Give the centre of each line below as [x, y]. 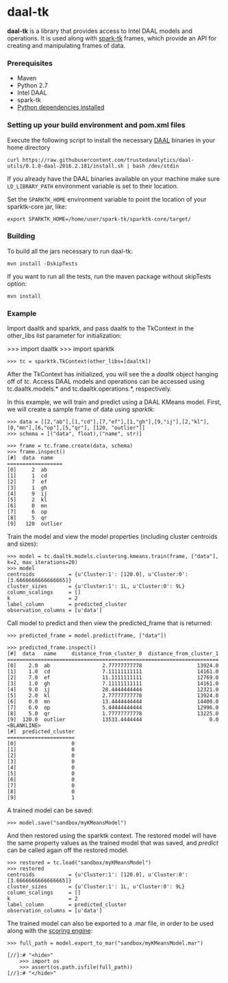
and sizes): [23, 544]
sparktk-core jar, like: [37, 206]
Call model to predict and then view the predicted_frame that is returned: [110, 623]
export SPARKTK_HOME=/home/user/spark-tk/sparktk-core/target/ [99, 219]
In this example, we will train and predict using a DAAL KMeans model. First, [114, 402]
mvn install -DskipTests [42, 264]
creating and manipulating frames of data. [66, 45]
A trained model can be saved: [50, 810]
